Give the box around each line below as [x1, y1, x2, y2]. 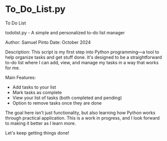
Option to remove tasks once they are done [12, 100, 102, 106]
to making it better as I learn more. [5, 120, 76, 126]
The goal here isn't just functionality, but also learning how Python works [5, 110, 156, 116]
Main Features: [5, 74, 36, 80]
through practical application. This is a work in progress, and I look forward [5, 115, 160, 121]
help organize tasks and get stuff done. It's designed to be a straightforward [5, 54, 162, 60]
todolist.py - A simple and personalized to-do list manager [5, 29, 125, 35]
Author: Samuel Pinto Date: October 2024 [5, 39, 91, 45]
